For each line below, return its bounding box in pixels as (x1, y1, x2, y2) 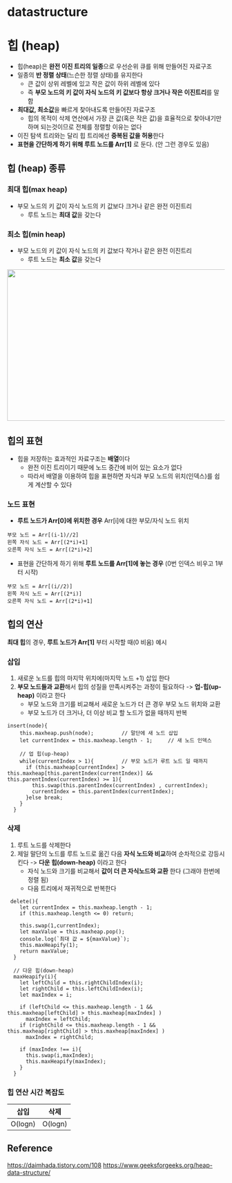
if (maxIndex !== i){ (19, 1046, 81, 1053)
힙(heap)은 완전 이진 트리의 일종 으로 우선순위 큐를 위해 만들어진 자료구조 (17, 62, 213, 71)
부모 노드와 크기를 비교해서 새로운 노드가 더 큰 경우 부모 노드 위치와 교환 (27, 700, 221, 708)
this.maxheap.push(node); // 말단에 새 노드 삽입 (19, 730, 178, 737)
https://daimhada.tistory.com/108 (7, 1161, 102, 1169)
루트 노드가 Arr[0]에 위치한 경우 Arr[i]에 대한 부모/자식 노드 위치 (17, 516, 190, 525)
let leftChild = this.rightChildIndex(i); (19, 979, 144, 986)
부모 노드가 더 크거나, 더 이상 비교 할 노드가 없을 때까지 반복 (27, 709, 188, 717)
